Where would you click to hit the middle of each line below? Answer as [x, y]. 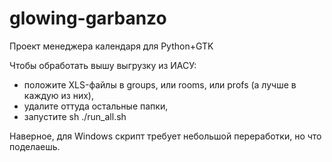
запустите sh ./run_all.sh [75, 116]
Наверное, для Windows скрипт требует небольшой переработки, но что [165, 136]
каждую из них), [58, 95]
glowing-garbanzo [88, 18]
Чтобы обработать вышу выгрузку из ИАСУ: [103, 65]
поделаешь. [35, 146]
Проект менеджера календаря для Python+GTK [111, 46]
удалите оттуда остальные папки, [96, 106]
